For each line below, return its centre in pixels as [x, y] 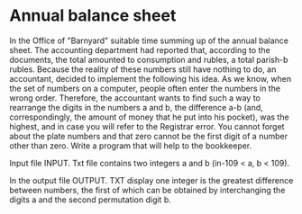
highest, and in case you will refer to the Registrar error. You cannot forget [147, 126]
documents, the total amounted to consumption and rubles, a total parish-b [149, 59]
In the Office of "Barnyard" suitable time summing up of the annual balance [149, 40]
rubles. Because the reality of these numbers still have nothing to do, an [143, 69]
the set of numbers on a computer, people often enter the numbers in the [145, 88]
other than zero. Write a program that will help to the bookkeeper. [131, 146]
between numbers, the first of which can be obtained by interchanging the [147, 190]
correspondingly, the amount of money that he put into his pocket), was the [150, 117]
